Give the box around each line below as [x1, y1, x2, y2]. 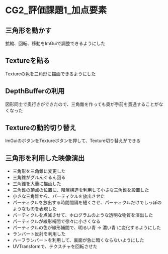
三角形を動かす [5, 26, 52, 35]
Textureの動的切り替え [5, 123, 76, 132]
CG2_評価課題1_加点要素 [5, 5, 107, 16]
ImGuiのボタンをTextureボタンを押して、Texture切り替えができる [5, 138, 141, 144]
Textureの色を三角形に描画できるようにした [5, 71, 96, 77]
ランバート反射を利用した [12, 231, 66, 237]
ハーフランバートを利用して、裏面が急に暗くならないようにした [12, 237, 144, 243]
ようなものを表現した [12, 206, 57, 212]
